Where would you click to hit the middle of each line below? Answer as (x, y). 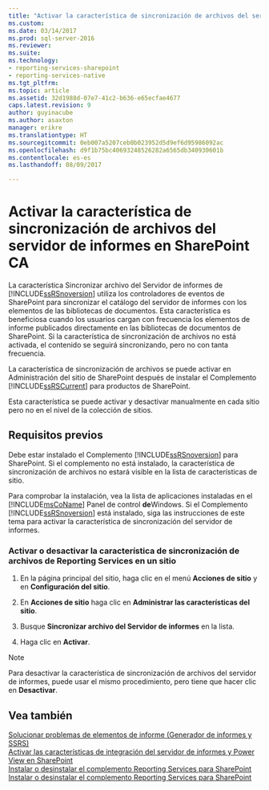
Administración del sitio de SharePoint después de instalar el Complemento (132, 377)
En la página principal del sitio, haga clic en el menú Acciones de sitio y (139, 578)
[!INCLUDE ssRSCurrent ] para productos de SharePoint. (99, 386)
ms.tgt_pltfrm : (34, 83)
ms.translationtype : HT (48, 135)
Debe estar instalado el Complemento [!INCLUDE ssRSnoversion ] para (123, 454)
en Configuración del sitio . (65, 587)
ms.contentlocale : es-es (50, 157)
